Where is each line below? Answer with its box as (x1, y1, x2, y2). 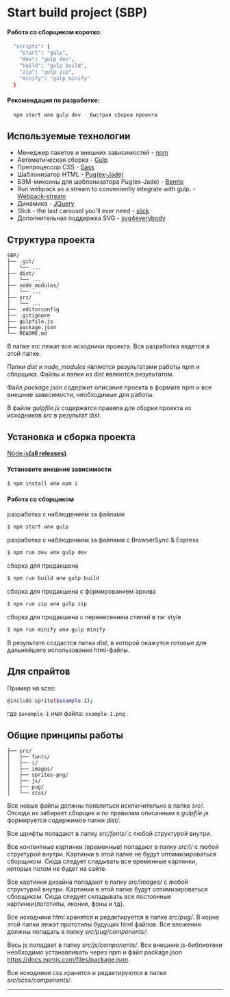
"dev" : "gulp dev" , (19, 56, 75, 63)
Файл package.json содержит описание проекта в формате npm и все (7, 383, 212, 392)
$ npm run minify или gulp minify (7, 626, 106, 633)
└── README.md (7, 331, 48, 337)
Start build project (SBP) (7, 5, 148, 21)
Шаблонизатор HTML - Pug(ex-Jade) (16, 170, 124, 179)
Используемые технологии (7, 130, 131, 142)
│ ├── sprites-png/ (7, 771, 69, 779)
